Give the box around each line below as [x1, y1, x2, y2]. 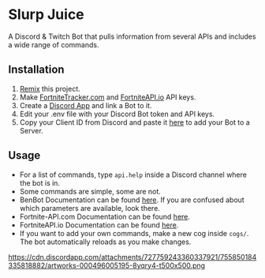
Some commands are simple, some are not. [19, 186, 162, 196]
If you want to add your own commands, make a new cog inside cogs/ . [19, 228, 249, 238]
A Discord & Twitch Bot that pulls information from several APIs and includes [8, 32, 256, 41]
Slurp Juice [8, 6, 84, 24]
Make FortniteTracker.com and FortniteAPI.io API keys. [19, 92, 196, 102]
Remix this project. [19, 84, 80, 93]
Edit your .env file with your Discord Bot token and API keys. [19, 109, 215, 118]
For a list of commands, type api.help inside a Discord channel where [19, 170, 247, 179]
